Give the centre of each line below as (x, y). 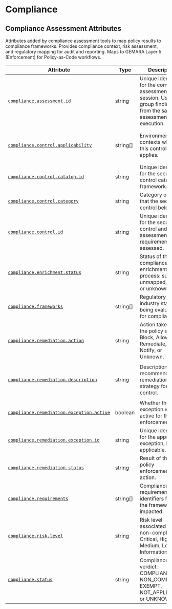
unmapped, (153, 282)
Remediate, (153, 344)
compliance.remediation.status (46, 468)
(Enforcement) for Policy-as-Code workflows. (53, 57)
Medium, (150, 546)
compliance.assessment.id (39, 101)
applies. (149, 155)
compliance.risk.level (35, 536)
